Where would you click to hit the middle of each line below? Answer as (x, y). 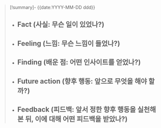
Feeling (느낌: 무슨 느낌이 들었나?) (69, 43)
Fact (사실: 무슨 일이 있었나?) (61, 25)
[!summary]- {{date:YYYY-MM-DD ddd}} (52, 7)
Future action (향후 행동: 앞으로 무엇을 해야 (82, 81)
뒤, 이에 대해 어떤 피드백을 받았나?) (76, 119)
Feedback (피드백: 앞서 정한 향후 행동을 (76, 109)
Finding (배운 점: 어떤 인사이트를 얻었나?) (79, 62)
